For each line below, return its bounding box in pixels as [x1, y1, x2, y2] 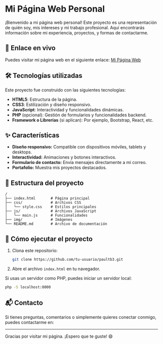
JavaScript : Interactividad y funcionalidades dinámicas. [12, 107, 124, 112]
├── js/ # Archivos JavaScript [5, 209, 97, 214]
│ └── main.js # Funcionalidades [5, 213, 88, 218]
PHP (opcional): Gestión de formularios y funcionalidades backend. [12, 112, 147, 118]
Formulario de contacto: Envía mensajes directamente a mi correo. [12, 160, 147, 165]
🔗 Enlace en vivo [5, 44, 56, 52]
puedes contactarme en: [5, 319, 54, 325]
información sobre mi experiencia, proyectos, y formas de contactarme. [5, 30, 149, 36]
